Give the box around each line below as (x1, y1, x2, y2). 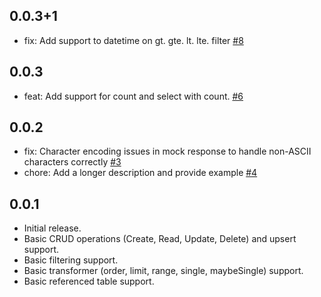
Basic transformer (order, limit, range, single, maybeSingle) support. (23, 265, 304, 277)
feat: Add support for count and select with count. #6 (23, 90, 244, 102)
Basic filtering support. (23, 254, 119, 266)
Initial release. (23, 222, 82, 234)
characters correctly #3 (23, 156, 122, 168)
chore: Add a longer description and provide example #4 (23, 167, 258, 179)
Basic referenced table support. (23, 275, 155, 288)
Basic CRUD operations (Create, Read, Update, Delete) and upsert (23, 233, 297, 245)
